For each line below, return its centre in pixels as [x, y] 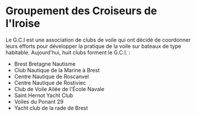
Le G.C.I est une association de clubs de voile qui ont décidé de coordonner [98, 40]
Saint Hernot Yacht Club [44, 95]
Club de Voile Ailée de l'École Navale [59, 89]
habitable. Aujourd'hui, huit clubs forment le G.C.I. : [68, 52]
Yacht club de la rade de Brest [51, 108]
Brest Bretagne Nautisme [45, 64]
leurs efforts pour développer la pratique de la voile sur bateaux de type [93, 46]
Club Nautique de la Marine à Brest [57, 70]
